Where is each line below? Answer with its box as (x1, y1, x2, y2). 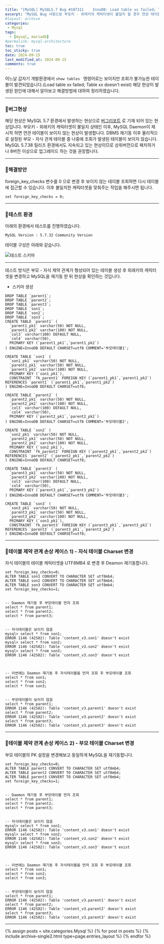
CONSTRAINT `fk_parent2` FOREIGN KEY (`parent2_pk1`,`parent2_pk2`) (9, 449, 152, 454)
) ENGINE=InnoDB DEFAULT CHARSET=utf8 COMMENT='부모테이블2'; (5, 420, 129, 424)
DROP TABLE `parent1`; (5, 294, 51, 298)
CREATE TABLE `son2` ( (5, 428, 51, 433)
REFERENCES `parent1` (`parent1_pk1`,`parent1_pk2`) (5, 380, 115, 385)
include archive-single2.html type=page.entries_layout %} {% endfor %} (5, 933, 151, 939)
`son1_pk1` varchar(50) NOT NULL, (9, 358, 80, 364)
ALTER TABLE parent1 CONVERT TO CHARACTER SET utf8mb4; (5, 766, 121, 771)
